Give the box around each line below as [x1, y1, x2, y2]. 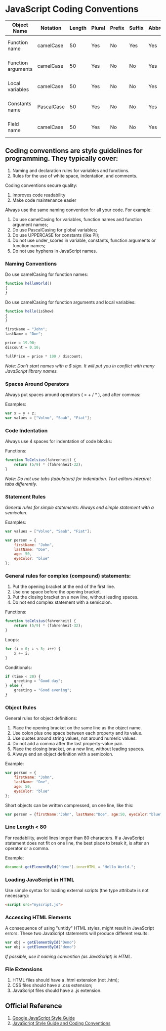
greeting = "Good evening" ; [14, 688, 72, 693]
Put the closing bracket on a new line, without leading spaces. [12, 594, 139, 600]
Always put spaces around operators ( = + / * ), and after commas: [5, 392, 141, 398]
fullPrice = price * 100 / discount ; [5, 354, 83, 359]
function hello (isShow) [5, 309, 54, 314]
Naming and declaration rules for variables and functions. [12, 167, 129, 174]
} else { [5, 683, 23, 688]
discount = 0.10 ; [5, 345, 41, 350]
